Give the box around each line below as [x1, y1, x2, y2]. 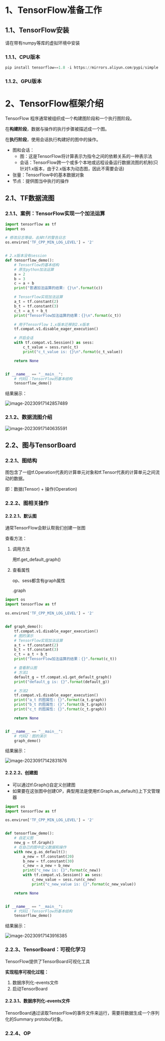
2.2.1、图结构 [5, 457, 37, 464]
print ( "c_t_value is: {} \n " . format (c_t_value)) [23, 349, 123, 354]
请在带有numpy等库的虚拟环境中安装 [5, 40, 80, 46]
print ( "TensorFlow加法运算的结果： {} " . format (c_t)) [14, 657, 117, 662]
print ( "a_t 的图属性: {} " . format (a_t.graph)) [14, 697, 107, 703]
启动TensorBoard [12, 985, 48, 991]
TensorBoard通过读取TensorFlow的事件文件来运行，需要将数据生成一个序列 [5, 1010, 160, 1016]
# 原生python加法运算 [14, 267, 55, 272]
